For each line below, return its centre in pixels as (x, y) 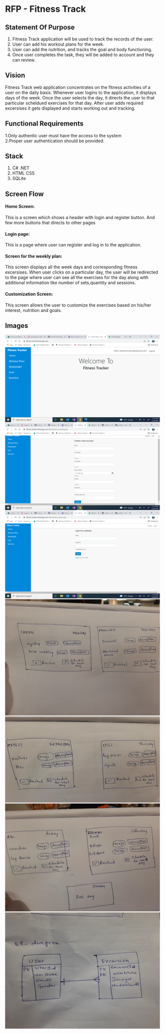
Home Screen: (20, 206)
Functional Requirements (44, 124)
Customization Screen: (29, 294)
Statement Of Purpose (40, 27)
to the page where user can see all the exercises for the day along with (77, 278)
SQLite (19, 179)
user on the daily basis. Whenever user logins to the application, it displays (81, 93)
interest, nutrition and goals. (34, 310)
